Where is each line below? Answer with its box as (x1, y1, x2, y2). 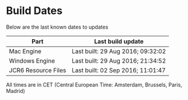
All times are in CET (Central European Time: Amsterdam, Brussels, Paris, (6, 81, 183, 88)
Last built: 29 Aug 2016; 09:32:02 (72, 47, 166, 55)
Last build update (94, 37, 144, 45)
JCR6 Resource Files (9, 66, 67, 74)
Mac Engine (9, 47, 42, 55)
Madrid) (6, 87, 25, 94)
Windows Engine (9, 57, 55, 65)
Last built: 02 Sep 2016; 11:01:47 (72, 66, 166, 74)
